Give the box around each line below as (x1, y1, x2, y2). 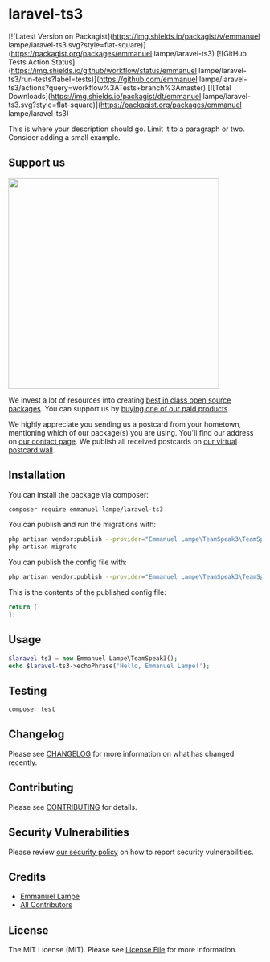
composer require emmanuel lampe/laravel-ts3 (8, 505, 163, 514)
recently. (8, 758, 38, 767)
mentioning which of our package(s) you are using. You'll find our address (8, 427, 254, 437)
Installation (8, 469, 66, 482)
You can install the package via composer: (8, 489, 149, 499)
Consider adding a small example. (8, 132, 121, 142)
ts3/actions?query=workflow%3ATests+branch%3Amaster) (8, 82, 207, 93)
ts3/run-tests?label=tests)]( (8, 74, 100, 84)
